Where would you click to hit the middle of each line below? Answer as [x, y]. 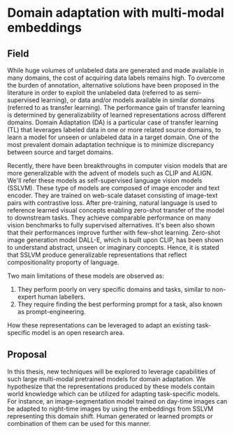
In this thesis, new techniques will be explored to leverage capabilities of [111, 371]
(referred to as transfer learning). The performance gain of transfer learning [116, 107]
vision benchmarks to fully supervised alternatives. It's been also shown [111, 225]
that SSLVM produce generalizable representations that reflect [97, 255]
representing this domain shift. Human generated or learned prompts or [110, 416]
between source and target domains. [60, 152]
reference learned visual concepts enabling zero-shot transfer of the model [116, 210]
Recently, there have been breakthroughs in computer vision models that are [117, 165]
